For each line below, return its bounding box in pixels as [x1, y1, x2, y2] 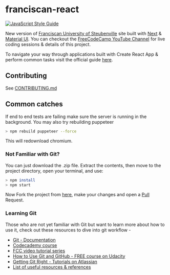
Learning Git [5, 210, 37, 217]
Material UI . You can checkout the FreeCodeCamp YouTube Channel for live [5, 36, 165, 42]
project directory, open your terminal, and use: [5, 168, 103, 174]
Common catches [5, 100, 63, 108]
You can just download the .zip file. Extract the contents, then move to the [5, 162, 161, 168]
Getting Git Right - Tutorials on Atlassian [12, 258, 97, 264]
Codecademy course [12, 242, 57, 248]
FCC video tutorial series [12, 247, 66, 254]
